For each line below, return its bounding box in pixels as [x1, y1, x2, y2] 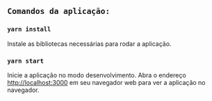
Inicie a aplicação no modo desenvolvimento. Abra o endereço [7, 70, 186, 79]
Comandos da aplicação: [7, 6, 111, 17]
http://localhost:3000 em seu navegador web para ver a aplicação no [7, 78, 206, 86]
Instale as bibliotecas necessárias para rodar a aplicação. [7, 39, 172, 48]
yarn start [7, 56, 44, 65]
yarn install [7, 25, 51, 33]
